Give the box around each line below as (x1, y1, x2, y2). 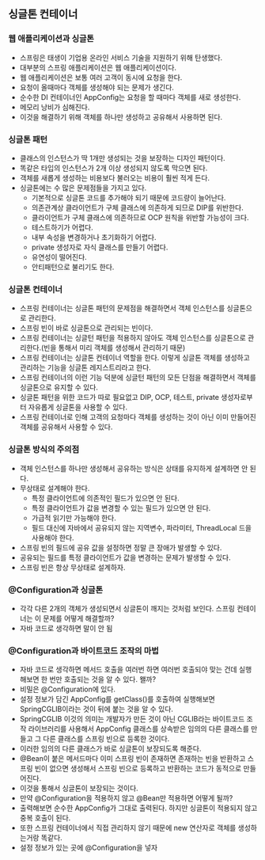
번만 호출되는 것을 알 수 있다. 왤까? (49, 675, 157, 684)
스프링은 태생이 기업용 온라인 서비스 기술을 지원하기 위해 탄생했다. (19, 52, 223, 62)
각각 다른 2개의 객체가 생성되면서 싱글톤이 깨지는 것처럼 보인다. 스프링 (19, 603, 236, 613)
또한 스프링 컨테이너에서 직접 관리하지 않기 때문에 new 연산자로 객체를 (19, 823, 237, 833)
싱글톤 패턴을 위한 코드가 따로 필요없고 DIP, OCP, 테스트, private (19, 393, 220, 402)
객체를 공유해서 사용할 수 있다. (19, 422, 113, 432)
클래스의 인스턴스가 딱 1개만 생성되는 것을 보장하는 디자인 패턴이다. (19, 153, 225, 162)
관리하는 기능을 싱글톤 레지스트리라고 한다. (19, 363, 152, 372)
